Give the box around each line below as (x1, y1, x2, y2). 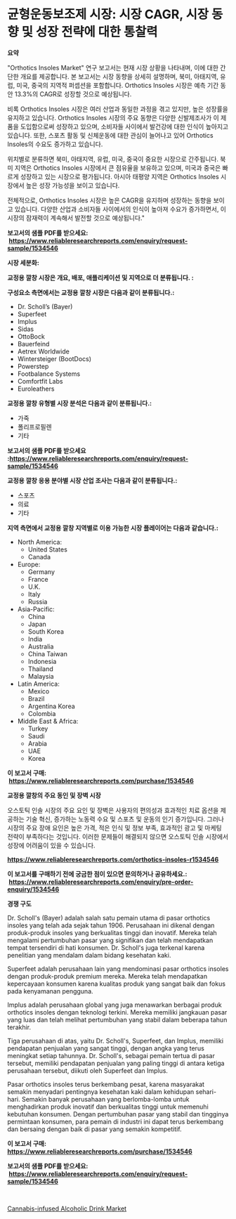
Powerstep (17, 362, 49, 370)
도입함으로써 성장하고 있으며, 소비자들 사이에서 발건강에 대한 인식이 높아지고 (20, 122, 229, 131)
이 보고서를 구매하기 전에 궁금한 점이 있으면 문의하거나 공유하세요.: (7, 869, 188, 878)
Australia (27, 642, 54, 651)
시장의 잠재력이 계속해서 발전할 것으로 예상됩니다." (7, 214, 145, 222)
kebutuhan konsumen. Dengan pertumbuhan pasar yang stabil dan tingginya (7, 1109, 229, 1118)
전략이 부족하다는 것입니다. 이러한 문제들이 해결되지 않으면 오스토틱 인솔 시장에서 (7, 832, 229, 840)
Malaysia (27, 672, 54, 680)
